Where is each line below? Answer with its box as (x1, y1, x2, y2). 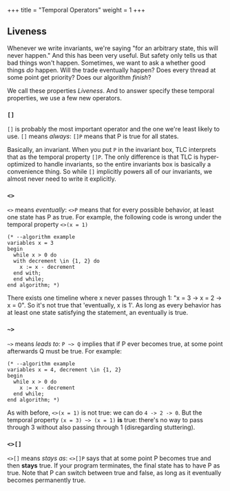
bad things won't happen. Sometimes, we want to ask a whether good (7, 58, 206, 67)
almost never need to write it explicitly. (7, 175, 117, 183)
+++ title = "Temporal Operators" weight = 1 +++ (7, 6, 146, 14)
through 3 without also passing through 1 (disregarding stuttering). (7, 423, 196, 431)
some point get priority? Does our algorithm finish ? (7, 73, 151, 81)
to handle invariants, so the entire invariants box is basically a (36, 160, 211, 168)
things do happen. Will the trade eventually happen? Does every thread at (7, 65, 216, 74)
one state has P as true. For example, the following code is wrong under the (7, 213, 222, 221)
